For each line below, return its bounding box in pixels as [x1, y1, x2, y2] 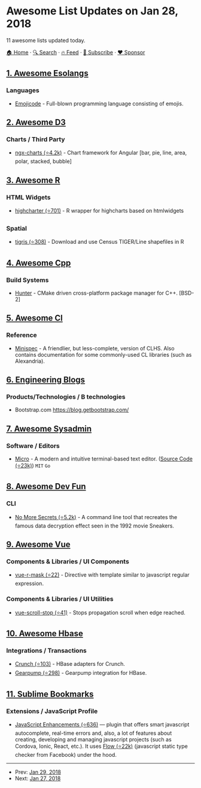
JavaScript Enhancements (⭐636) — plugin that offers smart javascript [14, 721, 190, 728]
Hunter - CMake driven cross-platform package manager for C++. [14, 289, 178, 296]
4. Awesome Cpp [6, 257, 71, 268]
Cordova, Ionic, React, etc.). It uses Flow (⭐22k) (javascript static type [14, 742, 188, 750]
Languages [6, 86, 40, 95]
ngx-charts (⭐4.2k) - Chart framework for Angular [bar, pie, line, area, [14, 149, 187, 156]
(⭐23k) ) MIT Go [14, 462, 51, 469]
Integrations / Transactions [6, 647, 87, 655]
